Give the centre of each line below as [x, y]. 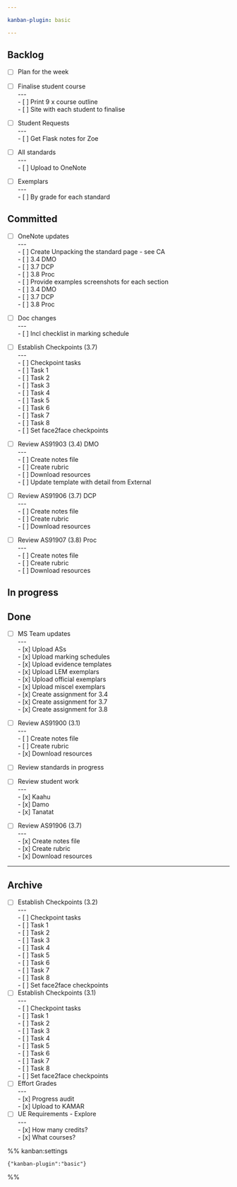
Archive [25, 885]
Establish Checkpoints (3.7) [57, 347]
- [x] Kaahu [34, 797]
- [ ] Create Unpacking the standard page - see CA [91, 251]
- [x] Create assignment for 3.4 [62, 695]
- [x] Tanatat [36, 812]
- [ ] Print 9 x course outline [57, 102]
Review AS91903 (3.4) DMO [58, 444]
